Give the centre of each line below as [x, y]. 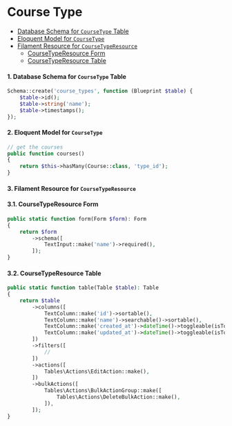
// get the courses [35, 147]
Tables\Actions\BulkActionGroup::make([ [103, 391]
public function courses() [46, 154]
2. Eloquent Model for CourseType [55, 133]
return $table [40, 300]
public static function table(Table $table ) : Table [83, 288]
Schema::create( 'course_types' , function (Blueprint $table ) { [100, 91]
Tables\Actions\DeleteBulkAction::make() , [118, 397]
